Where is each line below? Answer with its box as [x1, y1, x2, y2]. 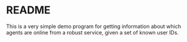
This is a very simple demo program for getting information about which [6, 23, 182, 30]
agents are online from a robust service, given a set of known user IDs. [6, 29, 179, 36]
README [6, 3, 51, 17]
